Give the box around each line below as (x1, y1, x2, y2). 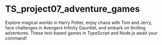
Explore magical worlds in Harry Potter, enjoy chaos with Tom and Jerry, (5, 20, 152, 25)
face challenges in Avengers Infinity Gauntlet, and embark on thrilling (5, 24, 146, 30)
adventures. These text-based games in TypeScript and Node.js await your (5, 30, 158, 36)
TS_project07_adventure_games (5, 3, 140, 15)
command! (5, 35, 27, 41)
